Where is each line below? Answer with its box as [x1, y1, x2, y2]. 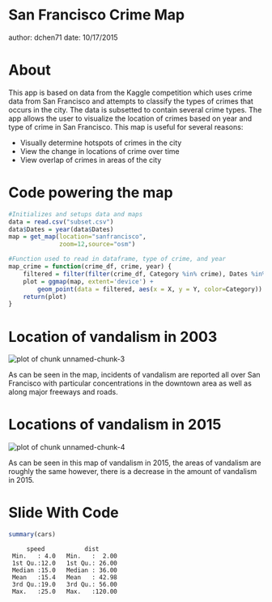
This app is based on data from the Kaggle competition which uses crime [8, 88, 253, 97]
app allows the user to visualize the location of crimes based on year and [8, 113, 253, 123]
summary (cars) [8, 531, 57, 539]
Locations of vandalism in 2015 [8, 416, 222, 434]
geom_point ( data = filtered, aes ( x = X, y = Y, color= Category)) [37, 285, 263, 293]
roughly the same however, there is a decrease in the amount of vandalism [8, 467, 257, 476]
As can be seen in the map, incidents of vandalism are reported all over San [8, 370, 261, 380]
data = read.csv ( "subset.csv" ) [8, 217, 114, 226]
